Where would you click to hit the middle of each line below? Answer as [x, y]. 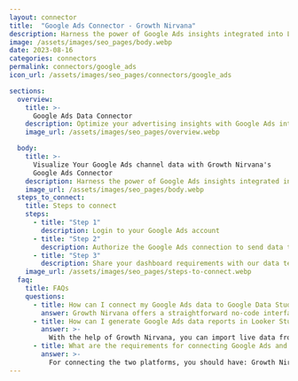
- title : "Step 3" [67, 255]
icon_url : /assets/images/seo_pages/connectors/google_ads [121, 75]
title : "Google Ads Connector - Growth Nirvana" [103, 26]
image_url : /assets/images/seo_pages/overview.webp [122, 132]
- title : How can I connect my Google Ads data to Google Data [152, 305]
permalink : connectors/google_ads [73, 67]
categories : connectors [53, 58]
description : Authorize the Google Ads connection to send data [162, 247]
